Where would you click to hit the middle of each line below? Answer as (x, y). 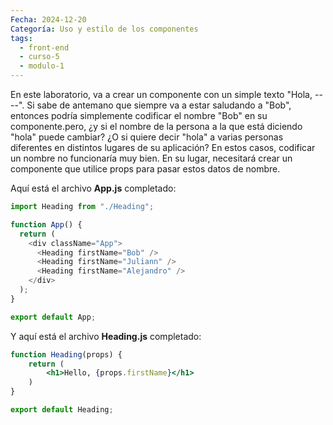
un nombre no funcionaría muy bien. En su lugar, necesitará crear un (151, 158)
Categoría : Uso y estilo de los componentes (104, 29)
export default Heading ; (62, 410)
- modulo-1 (42, 66)
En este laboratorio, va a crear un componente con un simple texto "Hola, (161, 94)
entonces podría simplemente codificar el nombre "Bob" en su (139, 115)
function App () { (46, 224)
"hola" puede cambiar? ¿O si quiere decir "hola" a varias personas (147, 137)
